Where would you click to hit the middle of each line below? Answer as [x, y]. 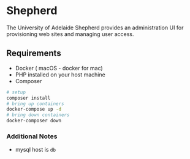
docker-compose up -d [34, 109]
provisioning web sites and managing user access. [70, 34]
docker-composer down [34, 121]
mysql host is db [36, 150]
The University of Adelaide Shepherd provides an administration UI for [95, 28]
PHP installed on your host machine [60, 75]
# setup [16, 92]
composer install [28, 98]
